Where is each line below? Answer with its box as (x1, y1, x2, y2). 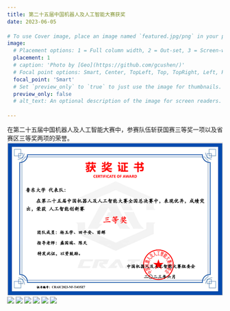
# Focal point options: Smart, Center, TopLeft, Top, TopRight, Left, (13, 69, 219, 75)
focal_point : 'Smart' (13, 76, 75, 83)
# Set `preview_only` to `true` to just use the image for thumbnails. (13, 83, 222, 90)
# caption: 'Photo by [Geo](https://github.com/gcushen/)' (13, 62, 186, 69)
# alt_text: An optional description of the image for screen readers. (13, 98, 222, 105)
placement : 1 (13, 55, 51, 62)
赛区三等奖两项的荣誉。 (7, 134, 73, 142)
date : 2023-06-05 (7, 18, 57, 25)
